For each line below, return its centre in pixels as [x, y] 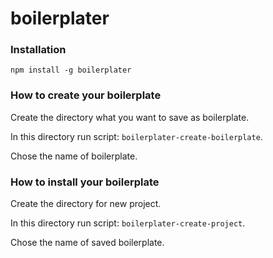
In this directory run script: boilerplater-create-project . [128, 223]
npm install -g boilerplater [71, 70]
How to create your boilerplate [86, 95]
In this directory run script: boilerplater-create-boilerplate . [136, 136]
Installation [38, 50]
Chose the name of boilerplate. [74, 156]
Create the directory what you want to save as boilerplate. [130, 117]
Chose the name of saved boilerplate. [87, 243]
